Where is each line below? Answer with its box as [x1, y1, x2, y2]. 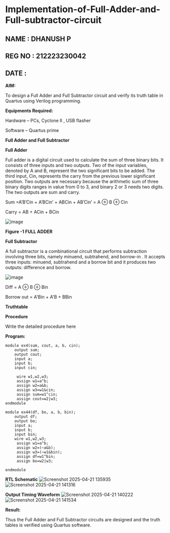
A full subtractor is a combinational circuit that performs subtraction [5, 248, 147, 254]
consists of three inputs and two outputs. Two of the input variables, [5, 162, 148, 168]
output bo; [14, 418, 38, 423]
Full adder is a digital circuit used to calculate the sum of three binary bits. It [5, 156, 164, 163]
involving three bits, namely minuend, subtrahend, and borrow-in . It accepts [5, 253, 165, 259]
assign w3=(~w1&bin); [16, 449, 62, 455]
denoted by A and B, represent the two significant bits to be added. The [5, 168, 155, 174]
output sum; [14, 347, 40, 352]
